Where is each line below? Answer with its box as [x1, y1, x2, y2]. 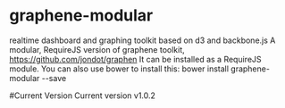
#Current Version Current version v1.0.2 [9, 90, 156, 101]
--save [41, 72, 67, 83]
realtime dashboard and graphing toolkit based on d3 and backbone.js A [9, 35, 276, 46]
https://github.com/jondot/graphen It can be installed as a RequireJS [9, 54, 262, 64]
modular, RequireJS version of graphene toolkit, [9, 44, 185, 54]
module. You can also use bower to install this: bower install [9, 63, 230, 74]
